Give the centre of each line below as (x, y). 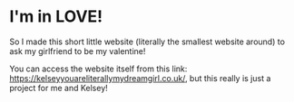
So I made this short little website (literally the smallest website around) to (147, 42)
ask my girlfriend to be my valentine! (78, 51)
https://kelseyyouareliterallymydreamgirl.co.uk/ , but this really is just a (140, 78)
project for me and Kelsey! (59, 88)
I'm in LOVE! (56, 17)
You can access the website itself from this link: (98, 69)
